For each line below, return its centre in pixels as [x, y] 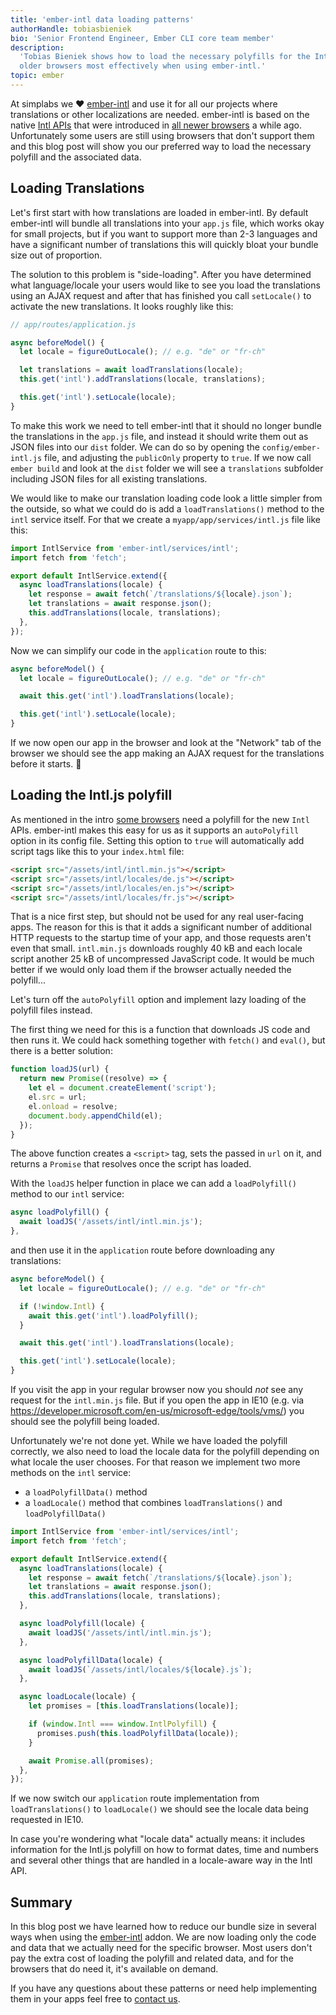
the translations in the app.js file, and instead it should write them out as [159, 436]
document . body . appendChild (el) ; [95, 1116]
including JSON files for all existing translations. [109, 478]
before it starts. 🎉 [46, 764]
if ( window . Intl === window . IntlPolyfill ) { [122, 1724]
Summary [41, 1902]
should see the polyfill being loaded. [85, 1421]
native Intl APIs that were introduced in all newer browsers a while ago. [156, 125]
